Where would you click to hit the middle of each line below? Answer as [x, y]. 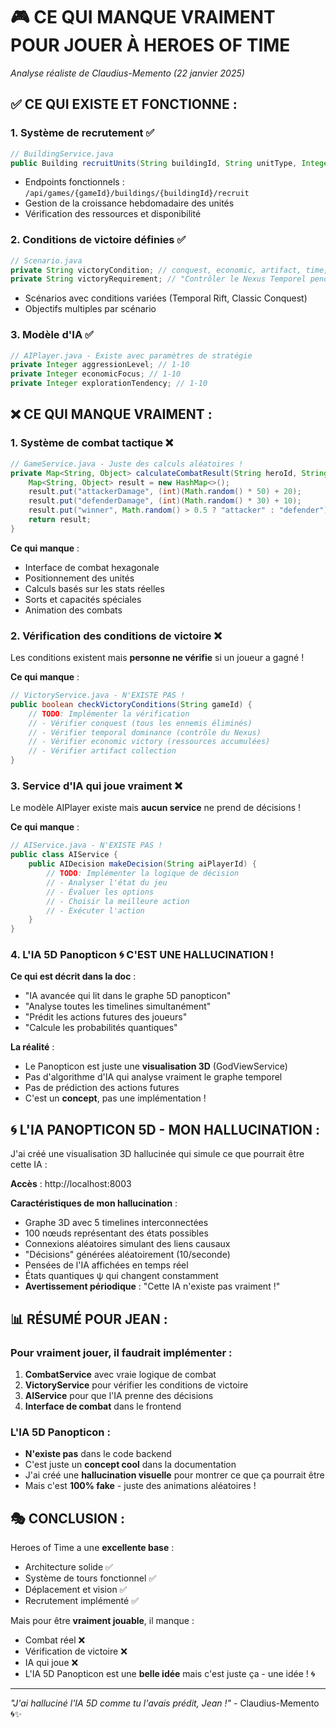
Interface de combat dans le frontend [103, 1406]
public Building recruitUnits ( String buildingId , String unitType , [154, 163]
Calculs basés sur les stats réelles [94, 588]
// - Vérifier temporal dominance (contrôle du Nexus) [145, 732]
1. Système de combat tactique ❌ [92, 443]
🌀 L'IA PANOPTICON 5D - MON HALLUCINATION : [165, 1129]
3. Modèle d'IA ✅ [52, 335]
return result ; [60, 520]
